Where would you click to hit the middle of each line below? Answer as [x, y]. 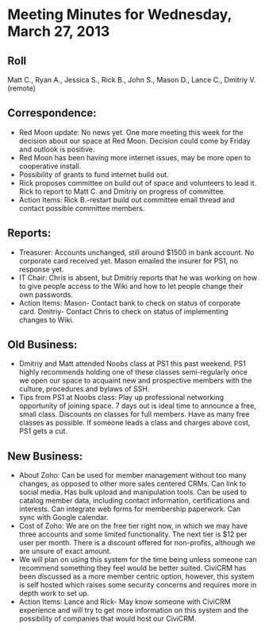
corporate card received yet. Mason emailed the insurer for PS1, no [129, 260]
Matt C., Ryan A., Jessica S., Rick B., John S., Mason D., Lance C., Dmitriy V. [132, 80]
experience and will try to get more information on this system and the [134, 610]
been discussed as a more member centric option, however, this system [136, 576]
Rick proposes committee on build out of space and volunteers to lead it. [138, 183]
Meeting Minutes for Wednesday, [119, 15]
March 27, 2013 [59, 31]
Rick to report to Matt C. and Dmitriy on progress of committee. [122, 191]
